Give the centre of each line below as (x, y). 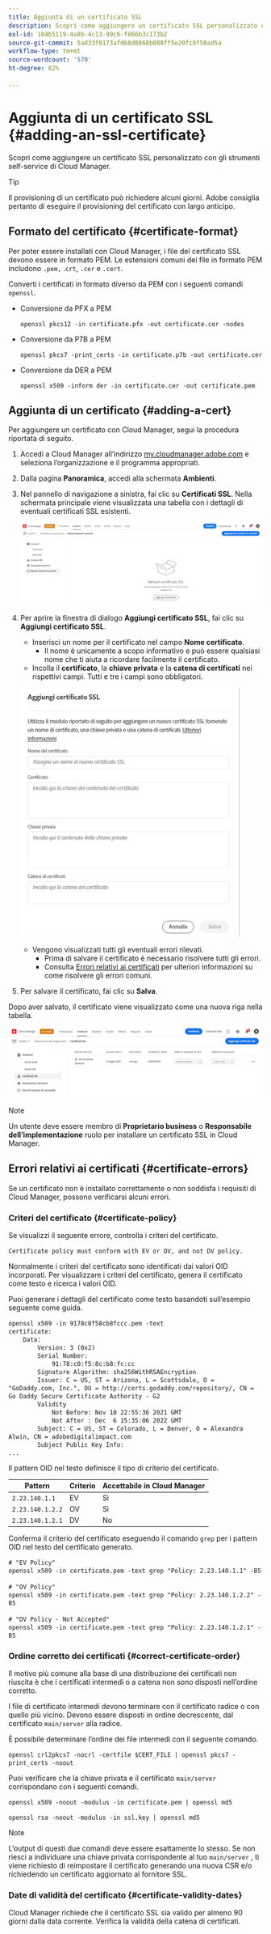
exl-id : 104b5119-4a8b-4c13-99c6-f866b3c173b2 (88, 34)
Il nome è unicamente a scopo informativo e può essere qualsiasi (152, 651)
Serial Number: (63, 1355)
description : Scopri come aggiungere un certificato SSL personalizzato (133, 25)
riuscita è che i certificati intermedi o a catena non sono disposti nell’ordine (133, 1682)
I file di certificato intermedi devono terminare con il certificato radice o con (134, 1706)
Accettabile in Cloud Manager (154, 1486)
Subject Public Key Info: (81, 1444)
